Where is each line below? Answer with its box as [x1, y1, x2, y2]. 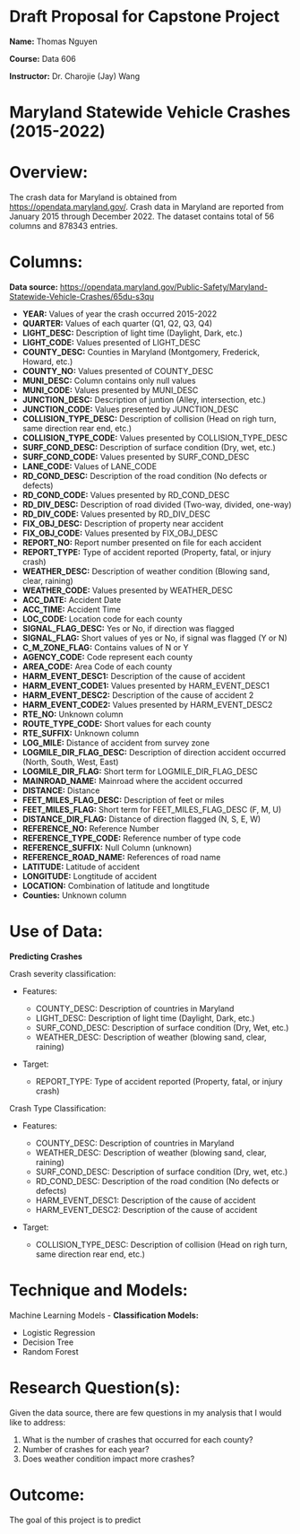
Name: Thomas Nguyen [9, 36, 99, 47]
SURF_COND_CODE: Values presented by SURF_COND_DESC [21, 451, 250, 462]
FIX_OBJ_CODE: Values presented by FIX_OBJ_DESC [21, 527, 219, 538]
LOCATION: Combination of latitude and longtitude [21, 881, 210, 891]
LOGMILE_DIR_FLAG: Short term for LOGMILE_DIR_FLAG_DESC [21, 766, 258, 777]
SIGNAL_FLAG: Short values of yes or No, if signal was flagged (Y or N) [21, 632, 288, 643]
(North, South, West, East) [21, 756, 119, 767]
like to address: [9, 1416, 66, 1427]
